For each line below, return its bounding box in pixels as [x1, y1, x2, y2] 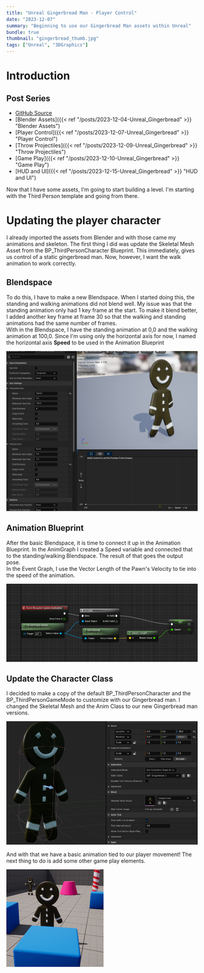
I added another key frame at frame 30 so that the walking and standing [6, 313, 186, 320]
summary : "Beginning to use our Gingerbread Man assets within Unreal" [6, 23, 191, 29]
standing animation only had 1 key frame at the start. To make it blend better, [6, 306, 198, 314]
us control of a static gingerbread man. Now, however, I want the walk [6, 253, 181, 260]
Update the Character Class [6, 674, 114, 684]
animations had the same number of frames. [6, 319, 117, 327]
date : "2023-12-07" [6, 16, 56, 23]
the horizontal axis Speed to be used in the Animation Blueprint [6, 339, 165, 346]
